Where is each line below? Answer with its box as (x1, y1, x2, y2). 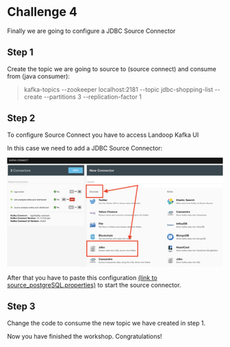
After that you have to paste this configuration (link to (7, 274, 157, 281)
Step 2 (7, 112, 36, 124)
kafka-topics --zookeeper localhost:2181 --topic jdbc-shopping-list (23, 85, 214, 93)
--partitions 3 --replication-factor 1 (43, 92, 142, 101)
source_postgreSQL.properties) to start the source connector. (7, 281, 181, 289)
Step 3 (7, 300, 36, 312)
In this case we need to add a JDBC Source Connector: (7, 144, 163, 152)
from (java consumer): (7, 72, 71, 80)
